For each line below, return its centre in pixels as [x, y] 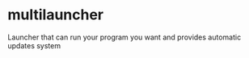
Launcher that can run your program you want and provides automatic [124, 37]
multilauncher [56, 15]
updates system [34, 45]
